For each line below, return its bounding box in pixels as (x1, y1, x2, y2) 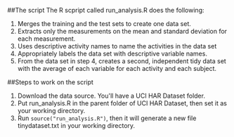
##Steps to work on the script (7, 78, 93, 86)
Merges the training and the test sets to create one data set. (17, 20, 191, 27)
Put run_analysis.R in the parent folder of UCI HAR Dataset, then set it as (17, 99, 227, 107)
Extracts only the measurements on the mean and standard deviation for (17, 27, 227, 35)
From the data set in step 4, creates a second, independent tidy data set (17, 57, 226, 65)
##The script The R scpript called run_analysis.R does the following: (7, 6, 204, 14)
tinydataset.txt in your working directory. (17, 122, 136, 129)
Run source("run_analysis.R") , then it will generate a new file (17, 114, 197, 122)
